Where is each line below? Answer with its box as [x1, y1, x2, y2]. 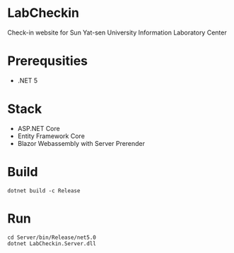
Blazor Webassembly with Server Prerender [17, 139, 146, 147]
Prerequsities [7, 53, 88, 69]
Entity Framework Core [17, 132, 85, 140]
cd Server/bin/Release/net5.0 [7, 234, 97, 241]
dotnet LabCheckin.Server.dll [7, 240, 97, 247]
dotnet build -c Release [7, 187, 81, 195]
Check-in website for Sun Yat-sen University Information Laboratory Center [7, 28, 228, 37]
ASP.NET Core [17, 124, 60, 132]
